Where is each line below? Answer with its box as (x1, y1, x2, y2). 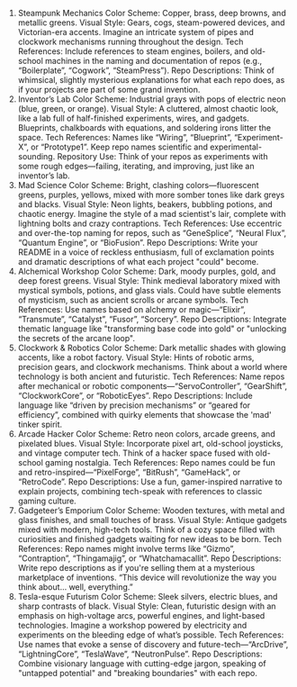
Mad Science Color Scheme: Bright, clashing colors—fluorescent (17, 180, 259, 190)
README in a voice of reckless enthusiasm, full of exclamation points (17, 247, 274, 258)
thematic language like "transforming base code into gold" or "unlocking (17, 323, 287, 334)
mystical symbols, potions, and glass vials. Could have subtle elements (17, 285, 282, 295)
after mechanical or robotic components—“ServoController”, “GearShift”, (17, 381, 288, 391)
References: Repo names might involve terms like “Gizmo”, (17, 544, 236, 554)
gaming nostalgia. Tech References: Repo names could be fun (44, 457, 276, 467)
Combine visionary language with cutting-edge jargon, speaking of (17, 658, 267, 669)
